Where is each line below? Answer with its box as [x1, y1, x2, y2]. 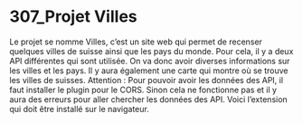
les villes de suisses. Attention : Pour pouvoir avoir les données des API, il [9, 74, 283, 85]
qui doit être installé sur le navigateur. [9, 103, 149, 114]
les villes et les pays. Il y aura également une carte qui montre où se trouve [9, 65, 289, 76]
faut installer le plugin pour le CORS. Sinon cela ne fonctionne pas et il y [9, 84, 278, 95]
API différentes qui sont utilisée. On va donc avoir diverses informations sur [9, 55, 290, 66]
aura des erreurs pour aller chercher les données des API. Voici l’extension [9, 93, 288, 105]
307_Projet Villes [9, 6, 137, 27]
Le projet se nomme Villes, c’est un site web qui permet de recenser [9, 36, 262, 47]
